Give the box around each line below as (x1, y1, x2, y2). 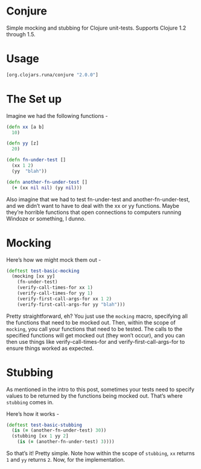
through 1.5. (6, 30, 36, 37)
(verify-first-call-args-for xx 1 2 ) (17, 296, 112, 302)
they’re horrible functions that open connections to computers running (6, 209, 182, 216)
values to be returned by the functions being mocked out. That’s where (6, 392, 183, 399)
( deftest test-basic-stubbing (6, 422, 83, 428)
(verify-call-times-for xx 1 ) (17, 285, 94, 291)
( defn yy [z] (6, 140, 39, 146)
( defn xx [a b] (6, 124, 45, 130)
